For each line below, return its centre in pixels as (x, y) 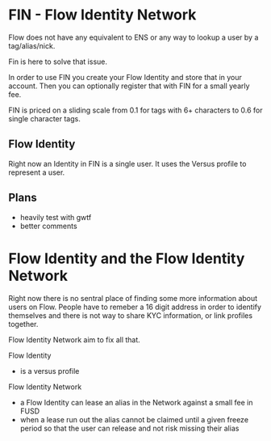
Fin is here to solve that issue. (58, 61)
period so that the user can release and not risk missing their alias (129, 428)
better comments (49, 226)
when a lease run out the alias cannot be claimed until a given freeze (134, 419)
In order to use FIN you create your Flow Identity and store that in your (125, 77)
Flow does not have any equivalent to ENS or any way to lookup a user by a (133, 37)
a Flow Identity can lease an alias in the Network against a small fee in (136, 402)
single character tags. (44, 118)
